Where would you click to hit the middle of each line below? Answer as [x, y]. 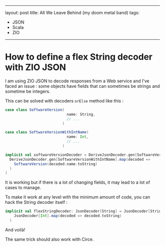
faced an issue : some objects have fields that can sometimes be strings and [82, 86]
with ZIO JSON [36, 67]
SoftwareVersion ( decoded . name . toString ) [56, 164]
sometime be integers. [28, 91]
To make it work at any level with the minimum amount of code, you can [78, 197]
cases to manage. [23, 188]
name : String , [81, 114]
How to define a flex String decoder [79, 57]
